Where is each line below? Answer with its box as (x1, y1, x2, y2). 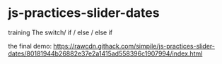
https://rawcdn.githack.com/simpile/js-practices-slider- (53, 41, 215, 50)
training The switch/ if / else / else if (8, 28, 113, 37)
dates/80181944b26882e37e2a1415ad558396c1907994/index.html (8, 49, 203, 58)
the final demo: (8, 41, 52, 50)
